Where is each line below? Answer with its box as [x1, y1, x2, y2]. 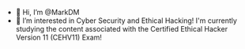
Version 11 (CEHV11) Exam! [15, 32, 103, 42]
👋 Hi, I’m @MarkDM [15, 8, 80, 17]
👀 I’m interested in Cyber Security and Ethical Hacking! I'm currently [15, 16, 237, 25]
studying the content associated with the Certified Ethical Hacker [15, 24, 228, 33]
